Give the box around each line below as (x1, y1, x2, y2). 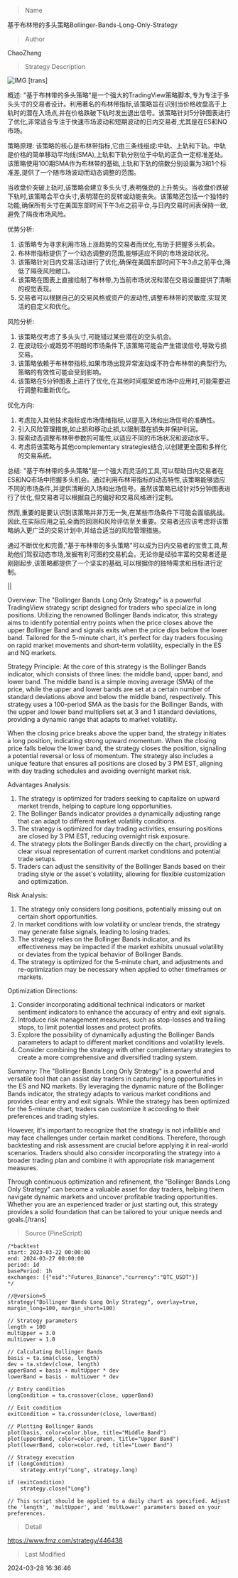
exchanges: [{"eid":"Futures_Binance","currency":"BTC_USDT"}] (7, 1274, 199, 1281)
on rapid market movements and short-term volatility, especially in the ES (7, 641, 222, 649)
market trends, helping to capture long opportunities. (17, 802, 173, 810)
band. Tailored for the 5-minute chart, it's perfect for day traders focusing (7, 634, 223, 642)
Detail (24, 1523, 43, 1530)
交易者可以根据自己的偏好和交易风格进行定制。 (40, 493, 178, 502)
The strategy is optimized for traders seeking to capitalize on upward (17, 794, 220, 802)
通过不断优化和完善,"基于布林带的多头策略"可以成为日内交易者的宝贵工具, (7, 541, 222, 549)
